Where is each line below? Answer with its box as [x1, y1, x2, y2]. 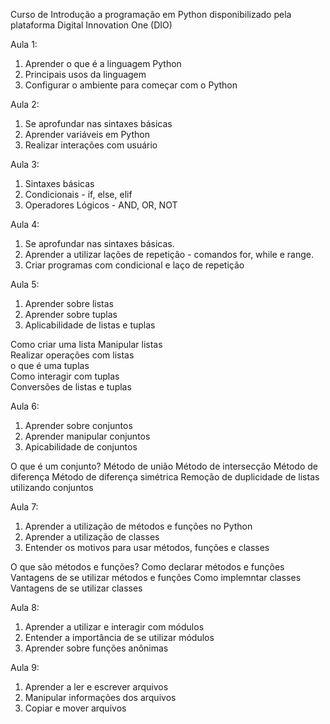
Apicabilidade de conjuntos [24, 441, 138, 453]
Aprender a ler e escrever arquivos [24, 681, 169, 693]
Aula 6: [10, 400, 40, 412]
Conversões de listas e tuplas [10, 381, 132, 393]
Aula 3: [10, 159, 40, 170]
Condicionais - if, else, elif [24, 189, 133, 200]
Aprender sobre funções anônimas [24, 642, 169, 654]
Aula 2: [10, 99, 40, 110]
